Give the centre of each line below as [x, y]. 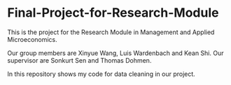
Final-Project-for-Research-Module [113, 13]
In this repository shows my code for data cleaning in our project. [101, 74]
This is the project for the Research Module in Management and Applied [111, 32]
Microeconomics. [32, 39]
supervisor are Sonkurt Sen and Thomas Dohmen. [79, 60]
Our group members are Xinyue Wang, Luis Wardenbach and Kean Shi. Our [115, 53]
